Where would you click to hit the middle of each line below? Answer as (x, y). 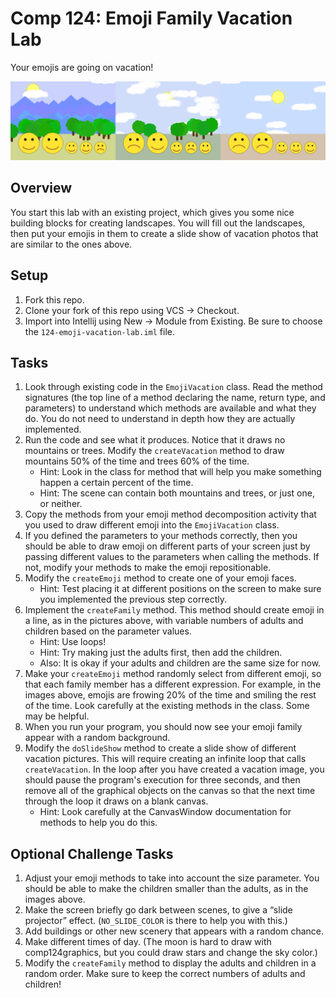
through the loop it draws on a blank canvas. (116, 801)
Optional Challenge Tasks (92, 853)
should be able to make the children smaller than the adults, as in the (166, 889)
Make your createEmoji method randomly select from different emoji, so (173, 674)
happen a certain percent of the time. (116, 483)
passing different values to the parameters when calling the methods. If (172, 557)
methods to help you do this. (98, 823)
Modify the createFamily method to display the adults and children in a (170, 963)
